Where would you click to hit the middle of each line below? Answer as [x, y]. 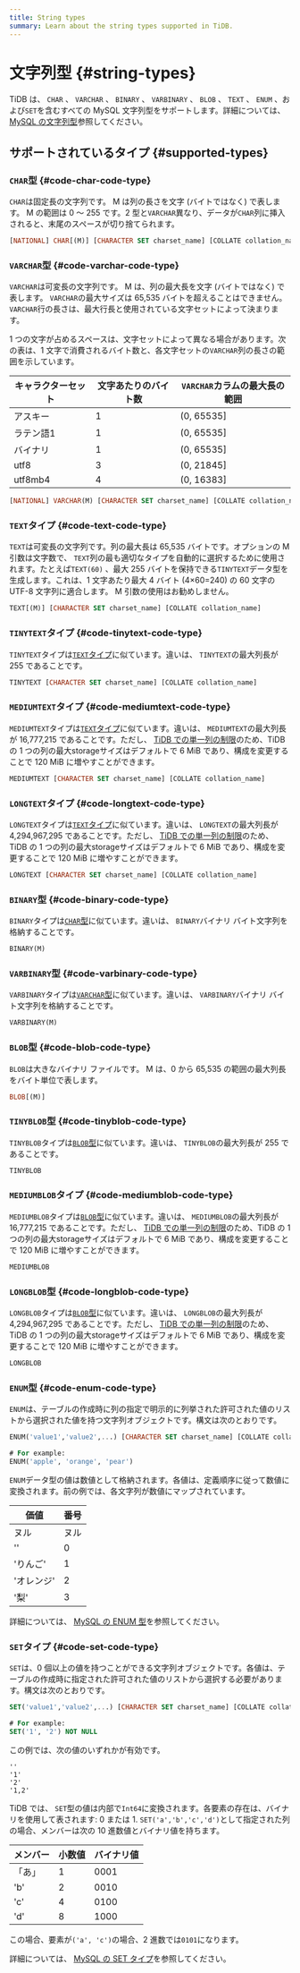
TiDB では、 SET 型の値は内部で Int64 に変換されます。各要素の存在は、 [137, 1807]
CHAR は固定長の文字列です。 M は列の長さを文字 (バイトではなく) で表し [141, 201]
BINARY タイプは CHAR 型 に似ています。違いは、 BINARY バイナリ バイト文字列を [149, 921]
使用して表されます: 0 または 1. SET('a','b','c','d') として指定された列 [157, 1819]
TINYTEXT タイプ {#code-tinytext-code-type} [106, 634]
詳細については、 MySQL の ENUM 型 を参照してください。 [117, 1621]
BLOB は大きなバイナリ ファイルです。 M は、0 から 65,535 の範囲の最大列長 [148, 1068]
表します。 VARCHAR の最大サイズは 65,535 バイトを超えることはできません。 [148, 298]
